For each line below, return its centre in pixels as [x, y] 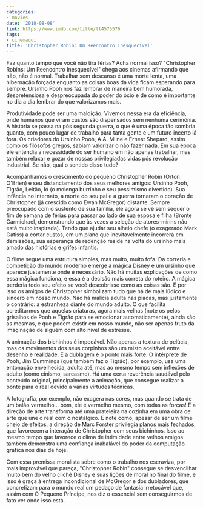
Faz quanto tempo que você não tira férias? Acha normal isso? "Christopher [101, 63]
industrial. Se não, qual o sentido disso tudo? [62, 165]
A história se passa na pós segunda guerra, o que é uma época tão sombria [101, 126]
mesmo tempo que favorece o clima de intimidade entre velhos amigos [95, 437]
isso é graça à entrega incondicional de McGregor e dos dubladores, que [98, 481]
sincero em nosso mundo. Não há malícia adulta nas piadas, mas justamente [102, 298]
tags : [13, 35]
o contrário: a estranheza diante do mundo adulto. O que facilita [86, 304]
